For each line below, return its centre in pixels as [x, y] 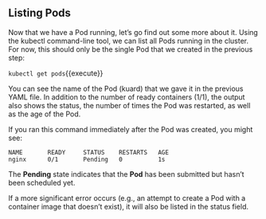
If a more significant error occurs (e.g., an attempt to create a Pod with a [127, 197]
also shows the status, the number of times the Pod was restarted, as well [129, 105]
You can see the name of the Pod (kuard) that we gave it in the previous [126, 88]
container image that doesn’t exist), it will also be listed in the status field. [129, 206]
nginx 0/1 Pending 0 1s [87, 159]
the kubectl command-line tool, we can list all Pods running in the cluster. [129, 41]
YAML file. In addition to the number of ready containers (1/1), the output [127, 97]
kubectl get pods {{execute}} [56, 73]
